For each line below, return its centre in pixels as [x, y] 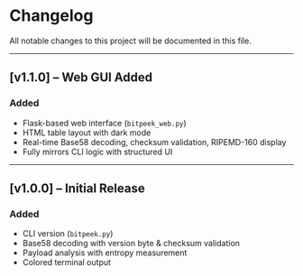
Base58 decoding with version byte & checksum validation [131, 244]
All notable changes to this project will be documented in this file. [131, 41]
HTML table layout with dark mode [87, 133]
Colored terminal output [66, 262]
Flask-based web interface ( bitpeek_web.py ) [104, 123]
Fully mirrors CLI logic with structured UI [97, 152]
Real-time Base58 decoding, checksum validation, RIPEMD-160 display [154, 142]
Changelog [51, 16]
